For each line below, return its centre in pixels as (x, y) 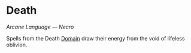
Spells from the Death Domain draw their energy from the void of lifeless (95, 38)
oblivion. (17, 45)
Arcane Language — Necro (40, 27)
